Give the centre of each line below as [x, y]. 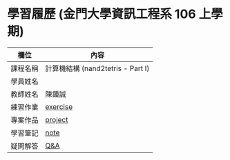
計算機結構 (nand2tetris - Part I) [97, 68]
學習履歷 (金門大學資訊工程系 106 [102, 14]
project [57, 119]
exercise [59, 106]
